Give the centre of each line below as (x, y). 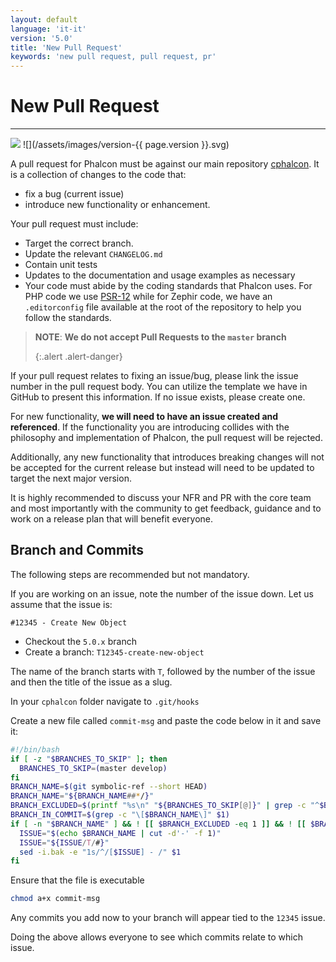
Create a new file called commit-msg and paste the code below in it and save (166, 720)
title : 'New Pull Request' (66, 47)
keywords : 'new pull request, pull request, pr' (113, 57)
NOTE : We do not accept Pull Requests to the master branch (160, 337)
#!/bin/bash (35, 749)
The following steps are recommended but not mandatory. (130, 574)
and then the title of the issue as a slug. (91, 682)
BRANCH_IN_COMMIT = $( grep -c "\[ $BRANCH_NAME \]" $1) (120, 815)
